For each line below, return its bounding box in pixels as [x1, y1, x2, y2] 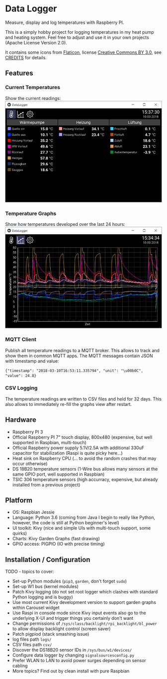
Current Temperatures [5, 84, 61, 91]
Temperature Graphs [5, 210, 57, 217]
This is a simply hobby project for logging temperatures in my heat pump [5, 29, 154, 35]
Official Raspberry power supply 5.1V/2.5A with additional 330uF [12, 445, 145, 451]
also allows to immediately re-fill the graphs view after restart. [5, 401, 132, 407]
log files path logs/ [12, 636, 52, 642]
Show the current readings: [5, 95, 61, 101]
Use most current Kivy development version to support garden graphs [12, 599, 157, 605]
